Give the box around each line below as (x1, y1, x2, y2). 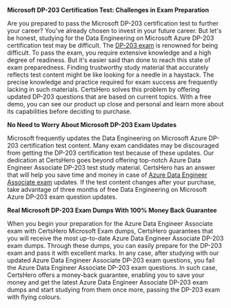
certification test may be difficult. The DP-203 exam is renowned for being (7, 41, 219, 49)
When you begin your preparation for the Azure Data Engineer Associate (7, 220, 213, 227)
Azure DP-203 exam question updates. (7, 193, 117, 201)
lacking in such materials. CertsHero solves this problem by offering (7, 86, 200, 93)
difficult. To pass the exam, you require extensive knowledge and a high (7, 48, 212, 57)
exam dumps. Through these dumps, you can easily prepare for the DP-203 (7, 242, 222, 249)
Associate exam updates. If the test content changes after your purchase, (7, 178, 216, 186)
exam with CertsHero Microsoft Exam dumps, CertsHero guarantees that (7, 227, 214, 235)
